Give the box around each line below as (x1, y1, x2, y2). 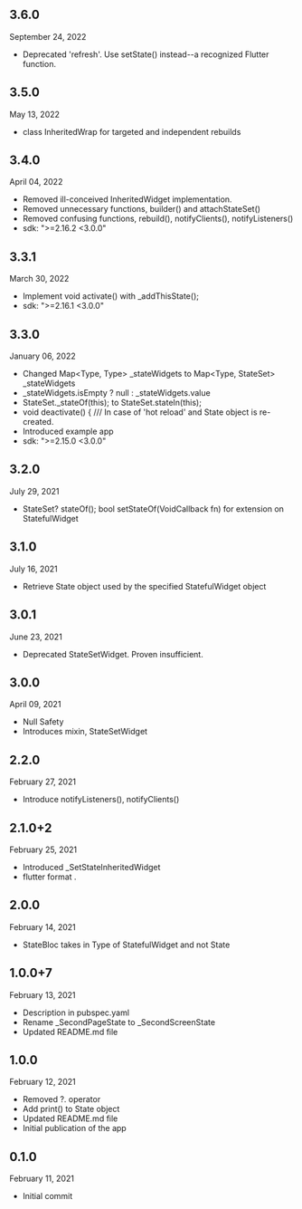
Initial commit (22, 1191, 73, 1202)
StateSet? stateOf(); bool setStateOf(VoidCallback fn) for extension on (22, 503, 285, 514)
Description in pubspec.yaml (22, 1007, 129, 1018)
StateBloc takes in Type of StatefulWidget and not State (22, 939, 231, 950)
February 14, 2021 (9, 921, 76, 932)
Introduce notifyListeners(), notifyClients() (22, 794, 180, 805)
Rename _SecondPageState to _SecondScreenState (22, 1016, 215, 1027)
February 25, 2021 (9, 844, 78, 855)
